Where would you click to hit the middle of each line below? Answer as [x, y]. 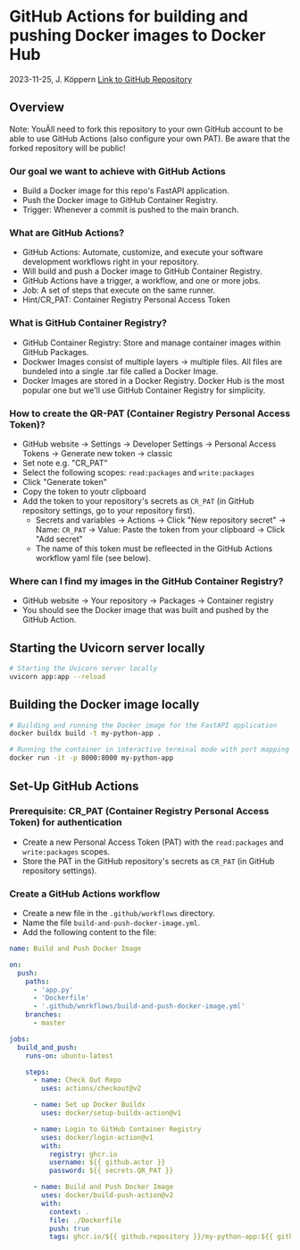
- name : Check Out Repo [77, 1080]
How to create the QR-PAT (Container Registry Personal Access [150, 413]
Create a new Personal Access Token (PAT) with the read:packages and [153, 842]
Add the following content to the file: [89, 932]
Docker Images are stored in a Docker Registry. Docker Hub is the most [153, 380]
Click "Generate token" [64, 481]
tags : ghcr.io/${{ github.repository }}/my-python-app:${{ [161, 1237]
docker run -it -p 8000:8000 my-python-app [92, 758]
